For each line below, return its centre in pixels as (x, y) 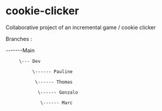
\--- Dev (30, 61)
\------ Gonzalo (58, 92)
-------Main (20, 50)
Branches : (19, 39)
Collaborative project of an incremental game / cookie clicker (81, 27)
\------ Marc (56, 103)
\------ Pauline (52, 72)
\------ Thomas (54, 82)
